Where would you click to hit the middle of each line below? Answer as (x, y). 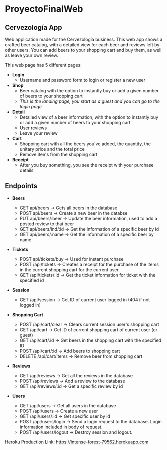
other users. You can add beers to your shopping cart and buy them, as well (83, 50)
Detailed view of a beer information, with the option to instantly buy (89, 117)
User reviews (33, 128)
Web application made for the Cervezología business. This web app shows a (84, 39)
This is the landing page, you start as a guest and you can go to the (90, 101)
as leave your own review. (32, 55)
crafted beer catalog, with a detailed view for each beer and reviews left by (82, 45)
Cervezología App (34, 28)
